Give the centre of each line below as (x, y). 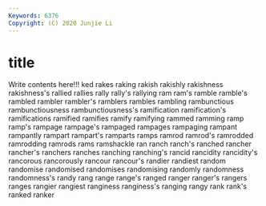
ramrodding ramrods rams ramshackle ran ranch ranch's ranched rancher (130, 144)
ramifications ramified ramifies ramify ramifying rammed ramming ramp (126, 119)
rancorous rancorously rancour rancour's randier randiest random (117, 161)
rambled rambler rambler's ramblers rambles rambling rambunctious (121, 101)
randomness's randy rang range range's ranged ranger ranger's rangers (128, 178)
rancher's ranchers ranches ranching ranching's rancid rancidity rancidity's (133, 153)
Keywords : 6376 (34, 16)
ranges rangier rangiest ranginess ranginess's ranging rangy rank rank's (127, 186)
